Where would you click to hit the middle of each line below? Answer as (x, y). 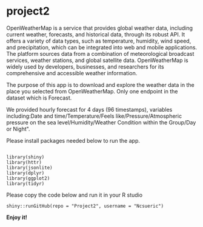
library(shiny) (25, 157)
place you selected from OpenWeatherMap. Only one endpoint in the (92, 91)
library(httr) (24, 162)
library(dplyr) (25, 173)
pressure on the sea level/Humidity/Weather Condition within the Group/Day (101, 122)
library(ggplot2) (28, 178)
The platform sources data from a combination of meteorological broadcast (100, 53)
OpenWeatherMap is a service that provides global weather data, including (99, 28)
